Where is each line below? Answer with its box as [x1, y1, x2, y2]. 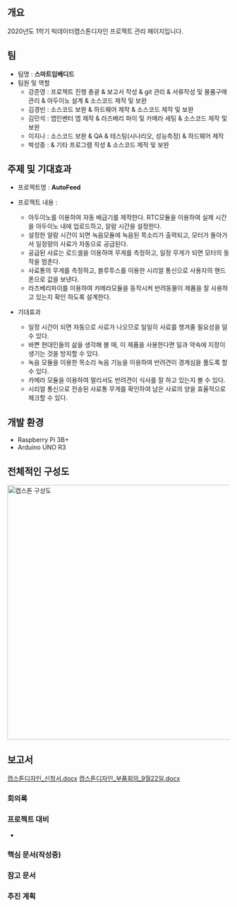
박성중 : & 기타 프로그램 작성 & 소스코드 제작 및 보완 [28, 140, 169, 149]
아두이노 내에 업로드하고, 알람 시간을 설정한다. [35, 222, 162, 231]
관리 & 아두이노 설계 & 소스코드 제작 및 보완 [28, 96, 147, 105]
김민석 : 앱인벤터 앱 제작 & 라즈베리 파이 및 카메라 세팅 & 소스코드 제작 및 [28, 114, 228, 122]
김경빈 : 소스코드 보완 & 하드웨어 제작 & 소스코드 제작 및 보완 [28, 105, 194, 113]
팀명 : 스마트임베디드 [17, 69, 75, 78]
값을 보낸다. [47, 275, 80, 284]
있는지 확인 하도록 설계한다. [35, 293, 111, 301]
